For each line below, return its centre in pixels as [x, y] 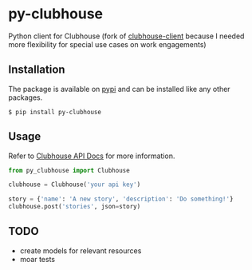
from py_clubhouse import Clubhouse [69, 170]
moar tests [37, 259]
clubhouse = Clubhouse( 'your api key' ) [75, 185]
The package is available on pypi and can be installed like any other [119, 89]
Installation [37, 70]
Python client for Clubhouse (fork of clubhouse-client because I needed [126, 36]
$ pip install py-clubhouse [55, 112]
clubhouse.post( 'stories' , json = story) [75, 207]
